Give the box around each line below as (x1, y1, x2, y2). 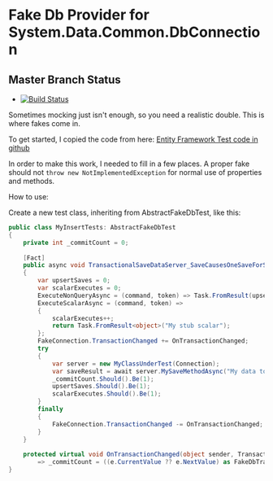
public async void (23, 261, 85, 269)
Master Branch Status (8, 72, 122, 86)
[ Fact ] (23, 254, 45, 262)
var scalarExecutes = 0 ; (37, 284, 122, 292)
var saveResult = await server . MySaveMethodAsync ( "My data (51, 367, 256, 375)
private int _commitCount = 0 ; (23, 238, 129, 247)
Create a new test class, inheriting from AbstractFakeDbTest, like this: (8, 208, 241, 217)
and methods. (8, 177, 55, 186)
